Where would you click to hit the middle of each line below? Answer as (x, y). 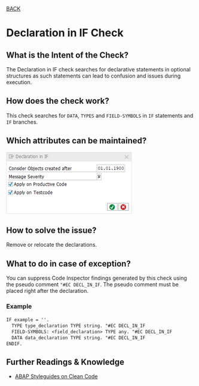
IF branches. (22, 122)
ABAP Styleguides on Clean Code (56, 376)
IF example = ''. (28, 320)
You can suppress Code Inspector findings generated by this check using (97, 278)
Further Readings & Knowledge (65, 362)
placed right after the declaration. (47, 291)
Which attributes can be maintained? (76, 141)
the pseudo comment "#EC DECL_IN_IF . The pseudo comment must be (93, 285)
